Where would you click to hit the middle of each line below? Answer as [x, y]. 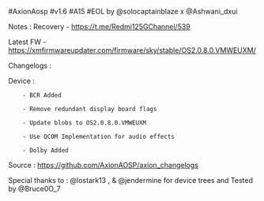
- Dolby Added [45, 151]
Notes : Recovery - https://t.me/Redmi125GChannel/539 [100, 26]
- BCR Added [42, 95]
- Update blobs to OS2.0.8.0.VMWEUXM [85, 123]
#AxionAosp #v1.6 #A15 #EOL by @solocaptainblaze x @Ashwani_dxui [123, 11]
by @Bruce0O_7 [34, 189]
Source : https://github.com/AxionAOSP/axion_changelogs [104, 165]
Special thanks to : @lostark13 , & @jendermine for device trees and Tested [130, 180]
